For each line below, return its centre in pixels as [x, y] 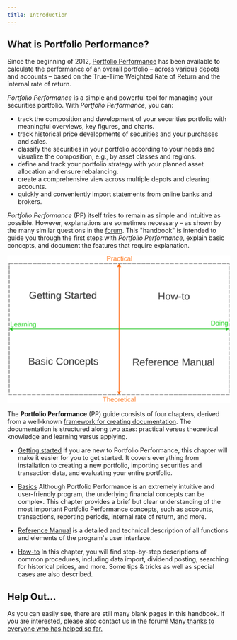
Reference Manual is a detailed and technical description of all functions [123, 530]
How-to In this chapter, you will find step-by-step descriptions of [112, 552]
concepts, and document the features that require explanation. [98, 246]
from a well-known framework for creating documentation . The [99, 422]
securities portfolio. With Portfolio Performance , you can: [91, 105]
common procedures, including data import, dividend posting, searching [123, 559]
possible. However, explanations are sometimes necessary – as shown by [114, 223]
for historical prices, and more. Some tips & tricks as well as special [116, 567]
